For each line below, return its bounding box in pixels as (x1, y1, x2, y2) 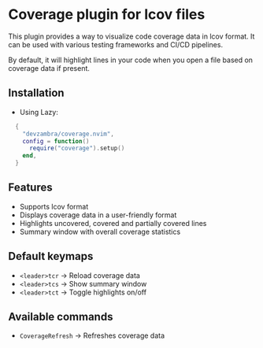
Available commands (8, 310, 113, 324)
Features (8, 181, 53, 194)
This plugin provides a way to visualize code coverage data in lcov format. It (8, 31, 255, 41)
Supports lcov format (19, 202, 89, 211)
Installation (8, 87, 65, 100)
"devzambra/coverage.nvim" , (22, 130, 114, 138)
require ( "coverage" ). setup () (28, 144, 125, 153)
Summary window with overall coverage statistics (19, 227, 181, 236)
